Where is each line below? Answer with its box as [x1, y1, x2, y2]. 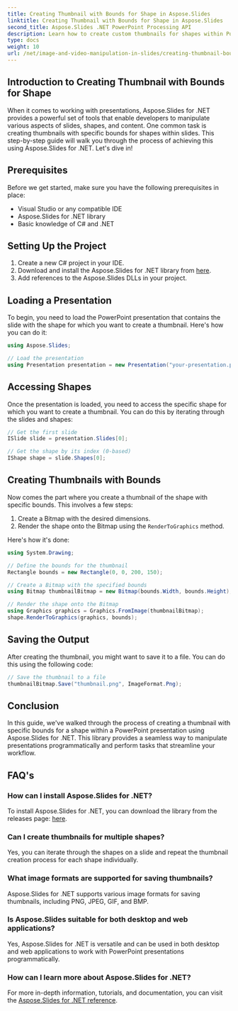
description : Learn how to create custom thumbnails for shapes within [7, 30, 223, 38]
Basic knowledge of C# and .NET [17, 219, 115, 228]
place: [7, 191, 26, 199]
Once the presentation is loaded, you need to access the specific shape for [7, 400, 227, 408]
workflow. [7, 749, 36, 757]
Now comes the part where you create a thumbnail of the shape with [7, 493, 208, 501]
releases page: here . [7, 814, 67, 822]
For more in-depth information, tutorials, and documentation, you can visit [7, 988, 223, 997]
